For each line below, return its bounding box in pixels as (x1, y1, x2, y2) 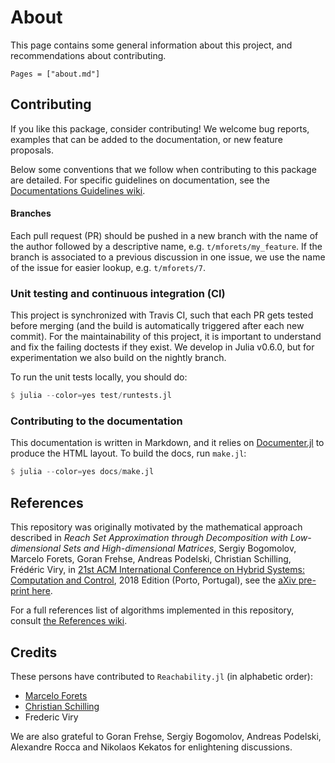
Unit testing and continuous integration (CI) (10, 286, 226, 300)
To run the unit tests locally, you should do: (10, 371, 188, 383)
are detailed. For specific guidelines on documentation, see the (10, 174, 270, 186)
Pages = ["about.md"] (10, 69, 101, 79)
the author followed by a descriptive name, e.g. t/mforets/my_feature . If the (10, 240, 323, 252)
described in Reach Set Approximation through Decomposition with (10, 532, 288, 544)
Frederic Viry (24, 711, 79, 723)
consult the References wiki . (10, 615, 128, 627)
